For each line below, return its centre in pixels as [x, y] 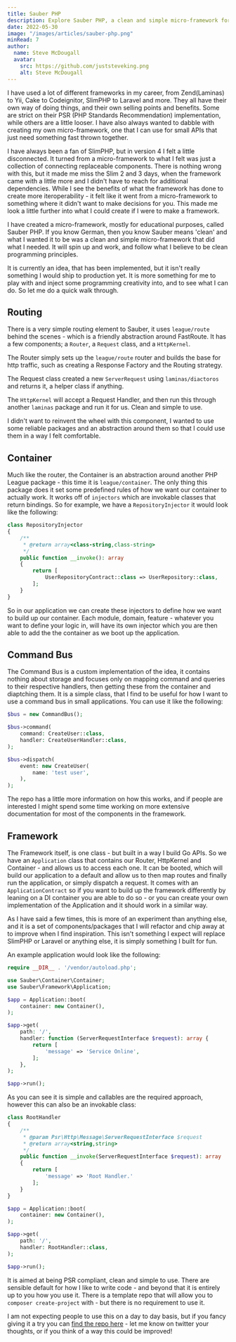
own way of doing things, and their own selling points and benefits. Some [113, 108]
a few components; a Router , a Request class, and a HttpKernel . [99, 344]
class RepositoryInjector [45, 525]
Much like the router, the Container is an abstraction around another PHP [112, 475]
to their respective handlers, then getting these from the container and [109, 686]
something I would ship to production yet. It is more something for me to [112, 275]
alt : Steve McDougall [51, 72]
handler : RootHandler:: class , [64, 1247]
